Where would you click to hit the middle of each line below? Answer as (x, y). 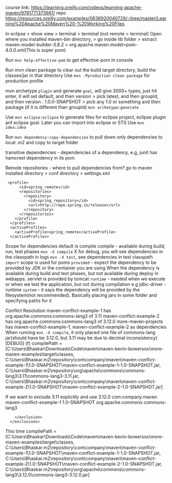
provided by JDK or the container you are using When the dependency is (83, 268)
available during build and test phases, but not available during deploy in (82, 273)
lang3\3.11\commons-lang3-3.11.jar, (42, 376)
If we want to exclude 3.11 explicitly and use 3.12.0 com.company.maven (81, 397)
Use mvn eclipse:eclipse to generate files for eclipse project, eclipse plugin (85, 117)
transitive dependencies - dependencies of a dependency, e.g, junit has (81, 152)
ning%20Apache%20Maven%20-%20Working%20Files (65, 24)
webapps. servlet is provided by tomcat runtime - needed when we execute (85, 279)
